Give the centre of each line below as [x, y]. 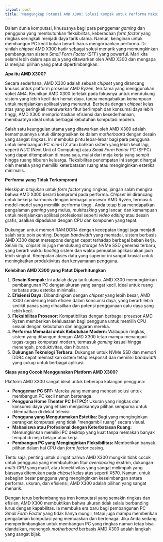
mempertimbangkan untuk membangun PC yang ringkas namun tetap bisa [79, 523]
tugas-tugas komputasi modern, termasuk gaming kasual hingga [77, 342]
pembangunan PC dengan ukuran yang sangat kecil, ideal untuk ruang [82, 285]
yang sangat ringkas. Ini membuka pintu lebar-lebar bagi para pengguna [77, 139]
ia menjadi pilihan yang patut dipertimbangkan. [52, 64]
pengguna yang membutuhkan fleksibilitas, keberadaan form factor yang [78, 33]
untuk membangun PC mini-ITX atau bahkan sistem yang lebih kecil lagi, [77, 144]
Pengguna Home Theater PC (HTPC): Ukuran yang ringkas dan [76, 401]
